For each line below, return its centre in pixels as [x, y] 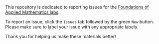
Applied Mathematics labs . [32, 12]
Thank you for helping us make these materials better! [61, 36]
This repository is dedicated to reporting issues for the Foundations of [77, 7]
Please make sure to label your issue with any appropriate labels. [72, 27]
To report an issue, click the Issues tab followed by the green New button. [80, 22]
